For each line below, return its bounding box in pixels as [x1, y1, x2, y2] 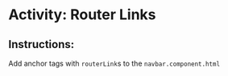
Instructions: [8, 38, 75, 51]
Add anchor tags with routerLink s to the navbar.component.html [8, 58, 220, 68]
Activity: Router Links [8, 6, 156, 24]
